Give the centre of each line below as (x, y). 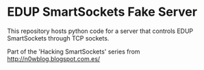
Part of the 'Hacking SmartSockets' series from (74, 51)
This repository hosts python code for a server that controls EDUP (100, 31)
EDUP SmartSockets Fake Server (102, 12)
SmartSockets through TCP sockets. (58, 38)
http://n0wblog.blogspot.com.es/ (54, 58)
